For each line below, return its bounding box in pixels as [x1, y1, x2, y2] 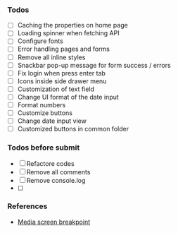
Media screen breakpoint [17, 217, 90, 226]
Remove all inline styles [17, 53, 86, 61]
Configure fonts [17, 37, 63, 45]
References [7, 201, 48, 211]
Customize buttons [17, 108, 72, 117]
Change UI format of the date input [17, 92, 120, 101]
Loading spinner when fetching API [17, 29, 120, 37]
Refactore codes [26, 160, 75, 168]
